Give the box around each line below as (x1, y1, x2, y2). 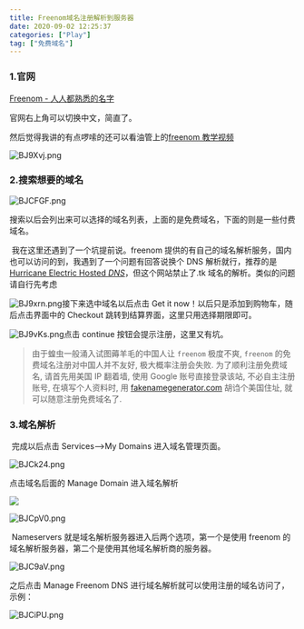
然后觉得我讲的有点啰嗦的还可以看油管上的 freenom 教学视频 (9, 131, 234, 142)
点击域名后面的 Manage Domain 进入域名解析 (9, 478, 179, 489)
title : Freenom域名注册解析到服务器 (9, 13, 134, 23)
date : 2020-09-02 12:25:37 (9, 22, 112, 31)
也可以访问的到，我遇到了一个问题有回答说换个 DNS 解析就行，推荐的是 (9, 255, 278, 266)
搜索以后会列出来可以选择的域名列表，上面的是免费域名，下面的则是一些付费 (9, 214, 296, 225)
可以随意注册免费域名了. (31, 393, 123, 404)
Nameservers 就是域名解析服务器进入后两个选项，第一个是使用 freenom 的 (11, 532, 291, 543)
